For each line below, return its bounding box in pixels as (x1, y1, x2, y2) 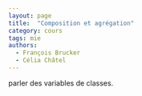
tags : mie (8, 34, 42, 42)
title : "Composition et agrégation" (8, 19, 135, 27)
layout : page (8, 11, 52, 20)
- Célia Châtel (15, 57, 67, 65)
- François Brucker (15, 49, 81, 57)
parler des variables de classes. (8, 78, 114, 88)
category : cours (8, 26, 63, 34)
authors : (8, 42, 38, 50)
